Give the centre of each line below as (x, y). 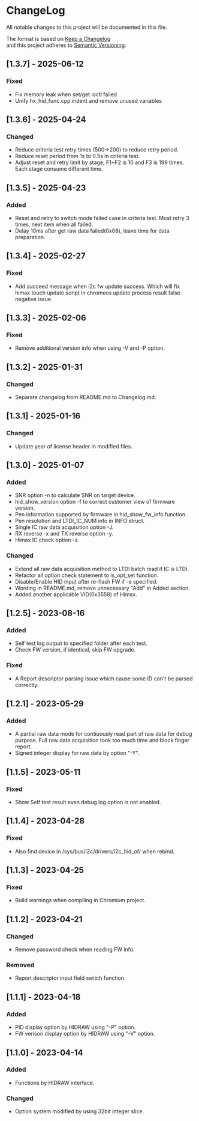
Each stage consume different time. (59, 169)
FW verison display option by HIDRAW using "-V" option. (85, 1034)
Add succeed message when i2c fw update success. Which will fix (97, 286)
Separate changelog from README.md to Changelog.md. (85, 397)
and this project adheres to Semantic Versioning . (67, 45)
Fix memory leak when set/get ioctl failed (66, 94)
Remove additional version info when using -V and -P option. (90, 348)
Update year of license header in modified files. (74, 446)
